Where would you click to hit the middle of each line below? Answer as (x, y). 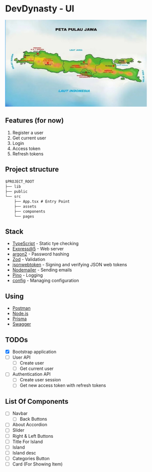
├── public (16, 191)
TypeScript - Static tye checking (45, 243)
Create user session (40, 380)
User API (21, 357)
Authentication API (31, 374)
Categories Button (31, 458)
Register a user (28, 132)
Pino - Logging (28, 275)
